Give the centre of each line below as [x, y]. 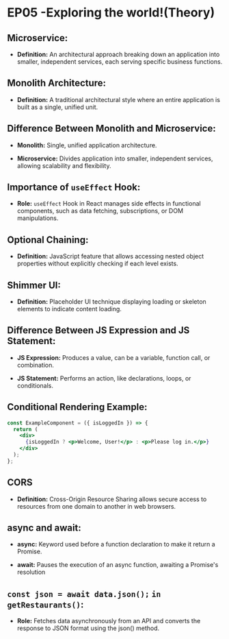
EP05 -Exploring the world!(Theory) [111, 13]
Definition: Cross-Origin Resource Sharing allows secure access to [112, 499]
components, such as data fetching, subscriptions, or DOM [100, 211]
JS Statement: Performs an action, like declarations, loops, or [104, 378]
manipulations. [38, 218]
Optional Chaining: [48, 240]
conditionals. [35, 385]
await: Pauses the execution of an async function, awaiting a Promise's [118, 565]
